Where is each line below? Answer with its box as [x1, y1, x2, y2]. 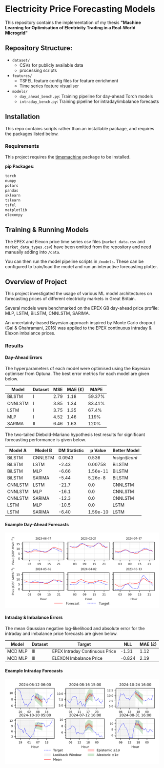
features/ [12, 73, 33, 79]
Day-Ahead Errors [5, 354, 42, 360]
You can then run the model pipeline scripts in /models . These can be [5, 258, 144, 264]
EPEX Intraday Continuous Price [52, 649, 116, 654]
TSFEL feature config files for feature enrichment [19, 78, 119, 83]
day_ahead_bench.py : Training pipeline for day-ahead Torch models [19, 93, 153, 99]
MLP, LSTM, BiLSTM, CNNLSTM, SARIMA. [5, 311, 90, 316]
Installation [5, 113, 40, 121]
